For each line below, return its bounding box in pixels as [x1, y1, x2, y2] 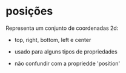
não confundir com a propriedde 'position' [14, 60, 121, 67]
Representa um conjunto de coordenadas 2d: [5, 24, 119, 32]
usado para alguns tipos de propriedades [14, 47, 118, 55]
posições [5, 4, 53, 18]
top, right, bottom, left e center [14, 36, 91, 43]
